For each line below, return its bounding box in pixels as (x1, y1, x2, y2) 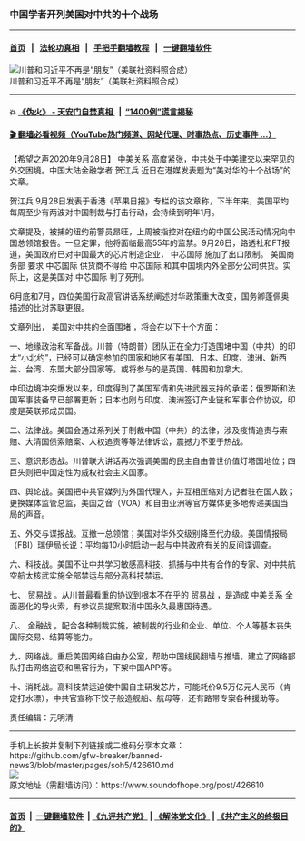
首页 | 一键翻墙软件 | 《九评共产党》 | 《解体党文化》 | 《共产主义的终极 (9, 810, 281, 821)
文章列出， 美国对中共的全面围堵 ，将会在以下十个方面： (9, 322, 221, 332)
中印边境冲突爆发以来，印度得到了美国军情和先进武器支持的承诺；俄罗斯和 (9, 383, 288, 394)
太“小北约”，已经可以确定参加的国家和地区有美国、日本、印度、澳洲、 (9, 352, 271, 363)
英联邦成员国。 (25, 406, 82, 417)
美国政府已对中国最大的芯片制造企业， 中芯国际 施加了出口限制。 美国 (25, 249, 287, 260)
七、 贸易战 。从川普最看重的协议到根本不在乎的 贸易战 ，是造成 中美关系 (9, 589, 283, 600)
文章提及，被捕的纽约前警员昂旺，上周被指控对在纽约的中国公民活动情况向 (9, 226, 288, 237)
